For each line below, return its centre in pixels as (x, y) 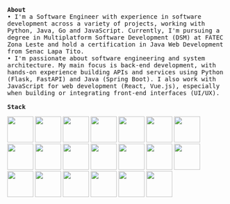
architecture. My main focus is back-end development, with (112, 65)
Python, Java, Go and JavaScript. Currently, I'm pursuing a (114, 31)
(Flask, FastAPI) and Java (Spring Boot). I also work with (112, 79)
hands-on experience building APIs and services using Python (115, 72)
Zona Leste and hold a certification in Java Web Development (115, 44)
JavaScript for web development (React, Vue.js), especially (114, 86)
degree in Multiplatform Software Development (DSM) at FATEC (115, 37)
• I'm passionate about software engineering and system (106, 58)
